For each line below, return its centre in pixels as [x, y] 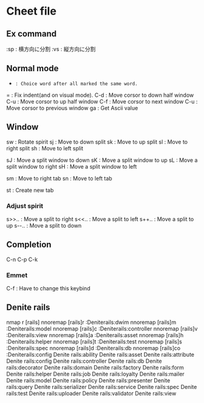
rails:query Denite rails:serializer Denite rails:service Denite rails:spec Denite [102, 387]
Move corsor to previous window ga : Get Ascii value [72, 108]
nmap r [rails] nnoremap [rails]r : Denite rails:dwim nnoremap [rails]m [91, 322]
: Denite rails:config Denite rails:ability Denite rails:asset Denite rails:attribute [100, 354]
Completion [29, 245]
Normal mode [32, 68]
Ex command [31, 34]
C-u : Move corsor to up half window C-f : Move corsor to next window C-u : [102, 101]
